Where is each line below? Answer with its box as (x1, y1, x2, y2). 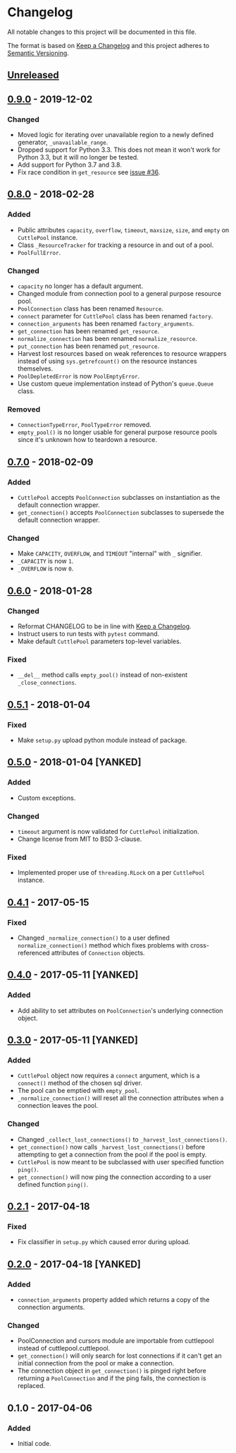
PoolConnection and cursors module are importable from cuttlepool (17, 1337, 214, 1345)
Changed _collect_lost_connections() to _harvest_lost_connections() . (17, 1135, 228, 1144)
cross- (190, 940, 210, 950)
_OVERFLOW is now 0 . (17, 564, 74, 573)
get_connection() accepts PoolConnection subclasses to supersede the (17, 508, 225, 516)
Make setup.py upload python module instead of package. (17, 736, 187, 744)
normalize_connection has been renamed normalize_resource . (17, 335, 197, 342)
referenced (17, 948, 51, 957)
